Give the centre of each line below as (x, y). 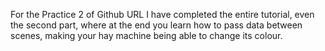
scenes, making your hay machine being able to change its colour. (146, 35)
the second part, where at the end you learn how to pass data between (156, 25)
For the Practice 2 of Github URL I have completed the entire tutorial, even (162, 14)
